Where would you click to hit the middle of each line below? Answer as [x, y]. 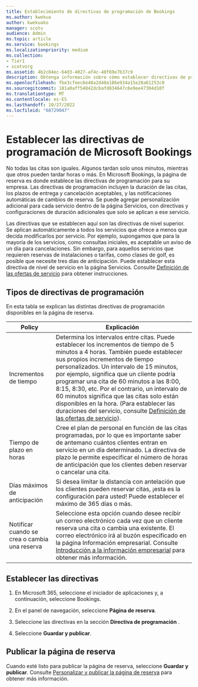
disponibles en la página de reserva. [50, 313]
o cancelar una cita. [83, 472]
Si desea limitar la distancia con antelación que [121, 482]
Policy [29, 327]
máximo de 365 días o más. [94, 504]
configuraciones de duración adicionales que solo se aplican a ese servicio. [98, 212]
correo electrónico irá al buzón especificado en [121, 535]
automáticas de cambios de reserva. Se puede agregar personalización [93, 200]
